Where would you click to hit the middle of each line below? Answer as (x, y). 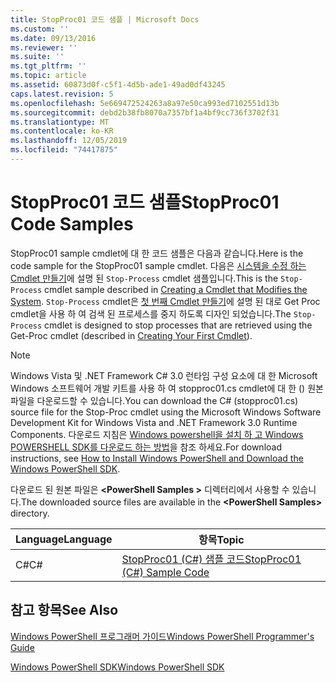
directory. (30, 513)
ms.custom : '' (40, 29)
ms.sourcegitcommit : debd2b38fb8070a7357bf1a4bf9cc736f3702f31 (145, 112)
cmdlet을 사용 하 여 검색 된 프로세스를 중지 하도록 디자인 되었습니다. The (151, 313)
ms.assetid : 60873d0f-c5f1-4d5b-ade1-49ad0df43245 (118, 85)
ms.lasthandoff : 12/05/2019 (69, 141)
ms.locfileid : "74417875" (64, 150)
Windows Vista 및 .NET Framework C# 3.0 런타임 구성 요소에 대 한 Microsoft (164, 375)
